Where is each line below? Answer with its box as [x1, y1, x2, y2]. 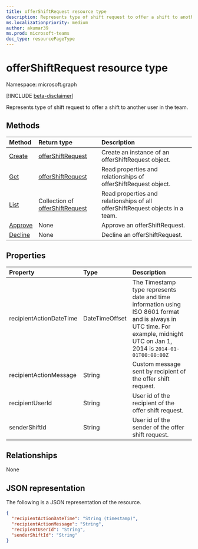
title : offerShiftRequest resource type [6, 8, 107, 15]
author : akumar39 [6, 25, 49, 31]
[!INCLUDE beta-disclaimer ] [6, 92, 74, 99]
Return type [38, 138, 72, 146]
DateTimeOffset [83, 314, 127, 322]
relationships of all [101, 197, 152, 205]
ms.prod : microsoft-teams [6, 31, 70, 37]
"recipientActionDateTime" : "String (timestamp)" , [11, 516, 138, 522]
